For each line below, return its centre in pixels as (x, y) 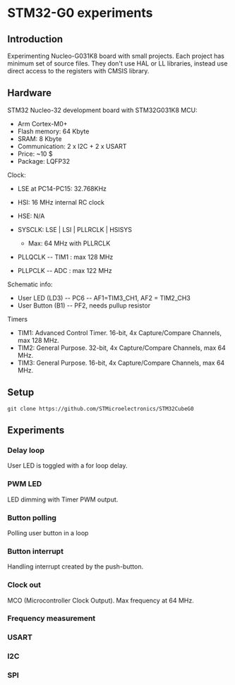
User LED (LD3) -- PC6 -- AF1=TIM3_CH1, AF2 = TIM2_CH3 (104, 298)
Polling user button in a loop (48, 533)
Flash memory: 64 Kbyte (53, 131)
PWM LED (25, 484)
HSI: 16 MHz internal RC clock (61, 202)
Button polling (32, 518)
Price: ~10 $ (35, 154)
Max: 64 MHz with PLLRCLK (69, 243)
